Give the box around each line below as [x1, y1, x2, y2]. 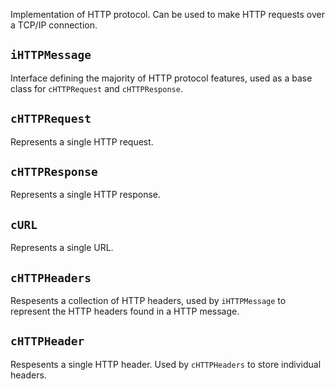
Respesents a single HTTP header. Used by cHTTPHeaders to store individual [10, 358, 322, 370]
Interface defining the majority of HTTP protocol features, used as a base [10, 72, 313, 84]
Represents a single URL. [10, 242, 114, 254]
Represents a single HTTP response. [10, 189, 162, 201]
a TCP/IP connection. [10, 19, 98, 31]
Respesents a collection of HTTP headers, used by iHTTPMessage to [10, 295, 287, 307]
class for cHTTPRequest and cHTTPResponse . [10, 82, 183, 94]
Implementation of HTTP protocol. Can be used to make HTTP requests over [10, 9, 325, 20]
